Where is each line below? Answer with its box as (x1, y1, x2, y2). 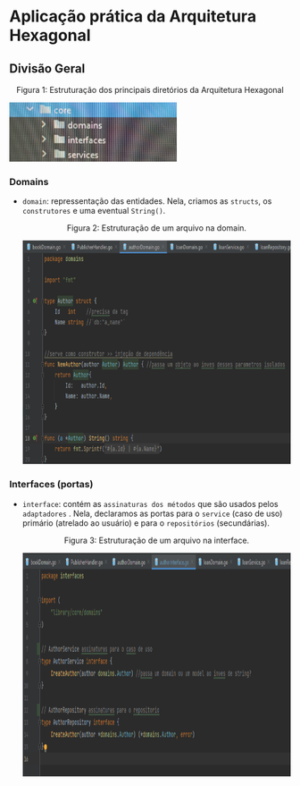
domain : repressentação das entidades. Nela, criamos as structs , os (21, 196, 272, 207)
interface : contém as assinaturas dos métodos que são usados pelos (21, 498, 279, 509)
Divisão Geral (9, 61, 86, 76)
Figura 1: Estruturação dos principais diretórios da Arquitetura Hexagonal (16, 85, 284, 95)
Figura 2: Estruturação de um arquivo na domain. (66, 223, 247, 233)
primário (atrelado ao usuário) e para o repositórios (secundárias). (21, 517, 271, 528)
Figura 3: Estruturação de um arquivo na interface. (63, 535, 250, 545)
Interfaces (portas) (9, 478, 94, 491)
